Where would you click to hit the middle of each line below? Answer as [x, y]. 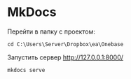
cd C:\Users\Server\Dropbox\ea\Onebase [65, 44]
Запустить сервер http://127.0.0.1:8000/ [65, 57]
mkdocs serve [26, 70]
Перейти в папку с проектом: [51, 31]
